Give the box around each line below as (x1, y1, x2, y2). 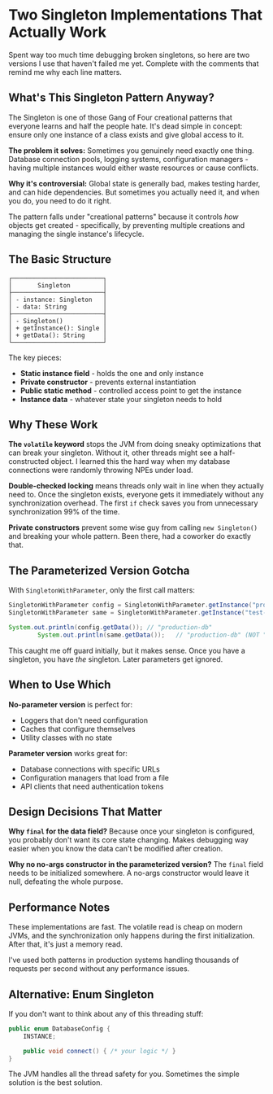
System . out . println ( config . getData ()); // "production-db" (8, 623, 213, 632)
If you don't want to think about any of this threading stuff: (8, 1009, 204, 1018)
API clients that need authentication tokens (19, 781, 164, 791)
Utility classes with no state (19, 733, 112, 742)
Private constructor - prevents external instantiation (19, 377, 197, 387)
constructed (8, 457, 50, 466)
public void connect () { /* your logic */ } (23, 1047, 176, 1055)
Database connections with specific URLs (19, 764, 160, 774)
